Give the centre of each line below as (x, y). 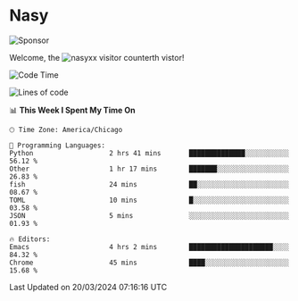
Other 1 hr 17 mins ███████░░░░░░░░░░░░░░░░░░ (149, 169)
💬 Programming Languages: (57, 145)
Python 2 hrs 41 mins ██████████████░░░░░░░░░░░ (149, 153)
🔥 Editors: (30, 239)
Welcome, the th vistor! (97, 57)
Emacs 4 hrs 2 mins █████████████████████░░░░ (149, 247)
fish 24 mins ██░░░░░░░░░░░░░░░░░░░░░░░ (149, 184)
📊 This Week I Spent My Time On (72, 110)
